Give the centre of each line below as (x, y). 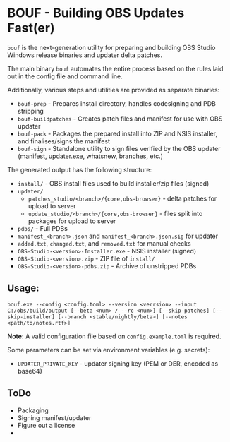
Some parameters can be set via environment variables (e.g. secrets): (109, 350)
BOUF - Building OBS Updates (96, 13)
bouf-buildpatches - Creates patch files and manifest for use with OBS (120, 119)
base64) (30, 371)
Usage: (24, 288)
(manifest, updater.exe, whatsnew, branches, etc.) (90, 156)
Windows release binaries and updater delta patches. (85, 55)
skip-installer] (31, 317)
